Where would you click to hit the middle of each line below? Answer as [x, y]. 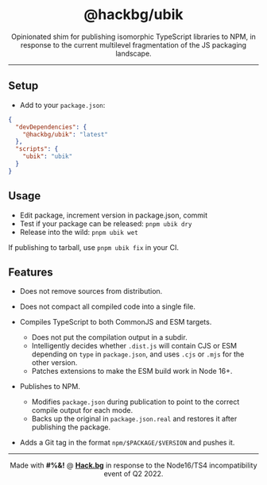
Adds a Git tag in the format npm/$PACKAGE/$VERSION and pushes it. [127, 443]
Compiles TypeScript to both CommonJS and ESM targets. [116, 322]
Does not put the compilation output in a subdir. [110, 337]
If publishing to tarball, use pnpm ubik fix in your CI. [93, 247]
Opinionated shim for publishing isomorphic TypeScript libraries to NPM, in [133, 37]
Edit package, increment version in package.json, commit [114, 215]
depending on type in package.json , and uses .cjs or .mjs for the [138, 354]
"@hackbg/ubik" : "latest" [66, 134]
